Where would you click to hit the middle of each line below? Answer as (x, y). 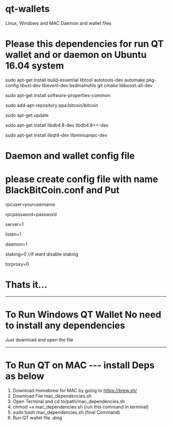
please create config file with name (82, 179)
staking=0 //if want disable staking (42, 254)
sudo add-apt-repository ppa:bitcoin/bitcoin (52, 105)
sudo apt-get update (27, 115)
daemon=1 (16, 244)
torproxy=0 (17, 264)
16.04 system (35, 66)
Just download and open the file (39, 340)
